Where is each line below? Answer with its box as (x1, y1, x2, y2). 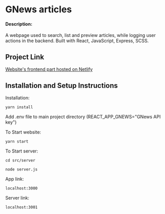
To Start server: (5, 148, 38, 154)
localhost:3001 (5, 205, 38, 210)
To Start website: (5, 129, 42, 135)
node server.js (5, 167, 38, 172)
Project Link (5, 52, 45, 61)
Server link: (5, 195, 30, 201)
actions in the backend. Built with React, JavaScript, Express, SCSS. (5, 37, 149, 44)
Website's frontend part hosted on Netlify (5, 66, 93, 72)
